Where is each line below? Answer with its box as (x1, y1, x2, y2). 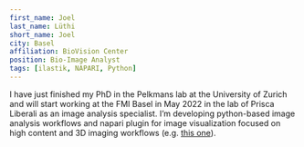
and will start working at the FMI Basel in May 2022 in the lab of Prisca (9, 98, 275, 109)
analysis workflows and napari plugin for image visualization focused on (9, 117, 281, 128)
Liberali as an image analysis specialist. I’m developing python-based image (9, 108, 296, 119)
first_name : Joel (9, 13, 76, 23)
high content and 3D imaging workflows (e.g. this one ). (9, 127, 216, 138)
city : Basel (9, 38, 55, 48)
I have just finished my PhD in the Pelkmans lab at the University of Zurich (9, 88, 288, 100)
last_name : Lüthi (9, 22, 76, 31)
